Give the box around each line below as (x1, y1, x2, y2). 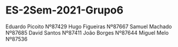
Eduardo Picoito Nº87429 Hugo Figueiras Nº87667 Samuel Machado (5, 23, 172, 30)
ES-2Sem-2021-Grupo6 (5, 4, 124, 17)
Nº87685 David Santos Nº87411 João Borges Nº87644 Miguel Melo (5, 29, 169, 36)
